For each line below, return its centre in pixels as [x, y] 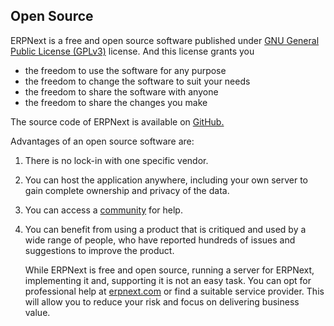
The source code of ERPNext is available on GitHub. [117, 121]
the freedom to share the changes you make [116, 102]
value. [37, 312]
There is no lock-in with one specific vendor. [116, 160]
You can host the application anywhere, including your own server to [166, 180]
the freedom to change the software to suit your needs [137, 81]
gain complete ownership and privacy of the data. [127, 190]
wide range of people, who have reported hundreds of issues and [160, 240]
